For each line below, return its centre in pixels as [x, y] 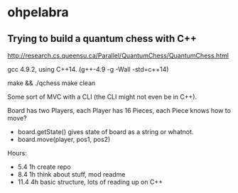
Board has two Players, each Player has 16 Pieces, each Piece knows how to [119, 110]
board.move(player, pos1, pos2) [64, 139]
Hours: [17, 153]
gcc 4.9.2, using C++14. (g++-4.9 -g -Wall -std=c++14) [88, 69]
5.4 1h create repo [44, 167]
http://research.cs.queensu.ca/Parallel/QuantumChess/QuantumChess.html [118, 55]
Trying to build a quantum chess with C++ [102, 39]
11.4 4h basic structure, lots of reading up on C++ [90, 182]
